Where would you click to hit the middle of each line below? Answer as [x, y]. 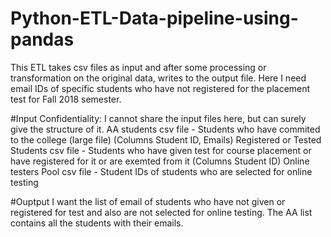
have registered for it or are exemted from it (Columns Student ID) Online [160, 161]
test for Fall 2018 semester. [66, 99]
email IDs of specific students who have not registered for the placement [160, 88]
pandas [42, 39]
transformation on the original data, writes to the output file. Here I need [158, 78]
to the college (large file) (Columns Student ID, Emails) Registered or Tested [166, 139]
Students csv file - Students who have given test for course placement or [161, 150]
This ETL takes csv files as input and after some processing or [138, 67]
